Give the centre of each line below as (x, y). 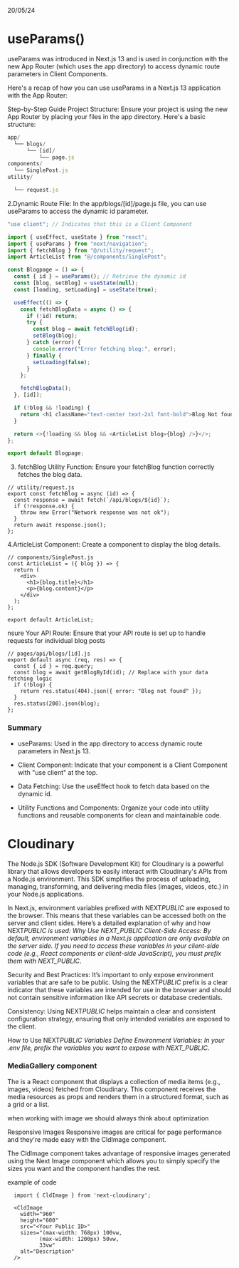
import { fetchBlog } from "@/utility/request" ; (81, 250)
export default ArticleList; (51, 620)
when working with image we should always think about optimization (108, 1118)
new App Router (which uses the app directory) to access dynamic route (114, 66)
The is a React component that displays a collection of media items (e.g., (114, 1081)
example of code (32, 1182)
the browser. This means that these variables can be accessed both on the (117, 915)
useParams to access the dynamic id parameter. (78, 211)
